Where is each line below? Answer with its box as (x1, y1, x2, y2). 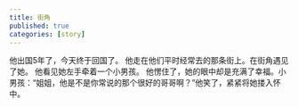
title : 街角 (9, 12, 51, 22)
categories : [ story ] (9, 29, 86, 38)
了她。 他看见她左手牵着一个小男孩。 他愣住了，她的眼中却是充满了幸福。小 (9, 66, 286, 77)
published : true (9, 21, 69, 30)
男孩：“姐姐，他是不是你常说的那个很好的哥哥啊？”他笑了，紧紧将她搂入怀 (9, 78, 282, 88)
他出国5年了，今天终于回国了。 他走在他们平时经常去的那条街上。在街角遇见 (9, 55, 289, 66)
